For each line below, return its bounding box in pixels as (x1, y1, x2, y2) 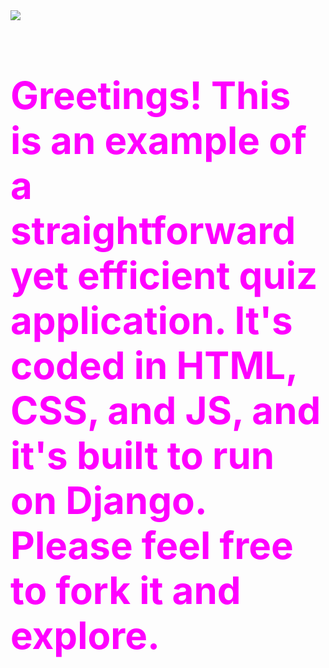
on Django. (10, 477, 207, 523)
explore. (10, 612, 160, 658)
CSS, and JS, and (10, 387, 322, 433)
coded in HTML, (10, 342, 298, 388)
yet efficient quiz (10, 252, 318, 298)
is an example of (10, 117, 307, 163)
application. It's (10, 297, 293, 343)
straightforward (10, 207, 297, 253)
